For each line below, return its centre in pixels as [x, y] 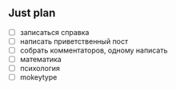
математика [40, 59]
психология [40, 68]
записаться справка [54, 32]
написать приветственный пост [74, 41]
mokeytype [38, 77]
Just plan [32, 13]
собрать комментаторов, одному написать [94, 50]
